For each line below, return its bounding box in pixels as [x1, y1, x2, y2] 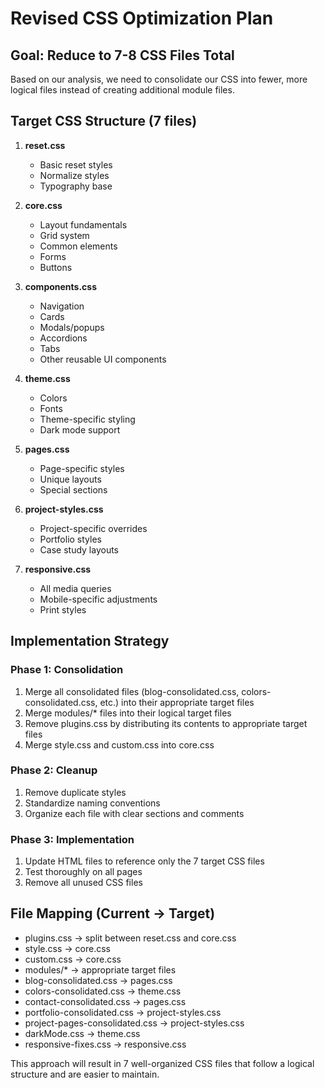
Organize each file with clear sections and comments [24, 807, 245, 819]
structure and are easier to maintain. [10, 1068, 160, 1080]
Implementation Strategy [10, 633, 170, 650]
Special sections [39, 483, 108, 496]
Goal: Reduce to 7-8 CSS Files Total [10, 47, 235, 64]
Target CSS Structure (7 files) [10, 113, 198, 130]
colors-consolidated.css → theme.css [24, 985, 182, 997]
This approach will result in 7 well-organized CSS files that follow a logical [10, 1057, 315, 1069]
